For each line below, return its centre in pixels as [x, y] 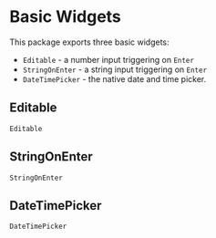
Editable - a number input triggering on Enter [108, 59]
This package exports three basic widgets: [90, 42]
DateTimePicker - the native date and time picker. [114, 78]
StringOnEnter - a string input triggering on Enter [115, 69]
